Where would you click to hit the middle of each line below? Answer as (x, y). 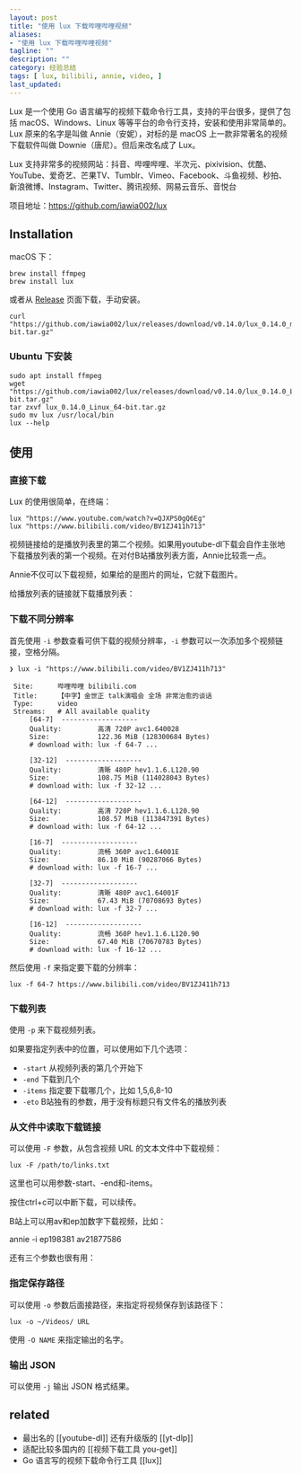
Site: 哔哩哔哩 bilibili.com (75, 686)
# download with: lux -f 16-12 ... (96, 949)
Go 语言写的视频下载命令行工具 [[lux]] (92, 1460)
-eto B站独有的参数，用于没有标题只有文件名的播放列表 (124, 1102)
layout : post (34, 18)
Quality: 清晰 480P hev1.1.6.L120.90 (114, 770)
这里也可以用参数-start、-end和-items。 (83, 1183)
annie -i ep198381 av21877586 (65, 1240)
